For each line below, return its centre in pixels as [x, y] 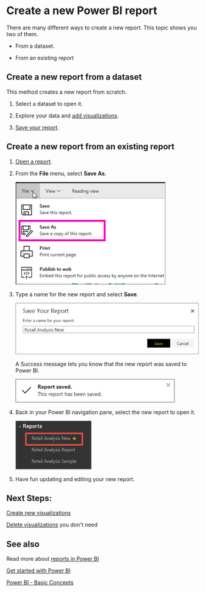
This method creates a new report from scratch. [67, 92]
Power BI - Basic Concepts [40, 583]
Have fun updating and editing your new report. [75, 479]
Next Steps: [29, 498]
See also [23, 544]
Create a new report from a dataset [74, 77]
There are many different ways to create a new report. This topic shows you [102, 28]
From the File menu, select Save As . [61, 173]
